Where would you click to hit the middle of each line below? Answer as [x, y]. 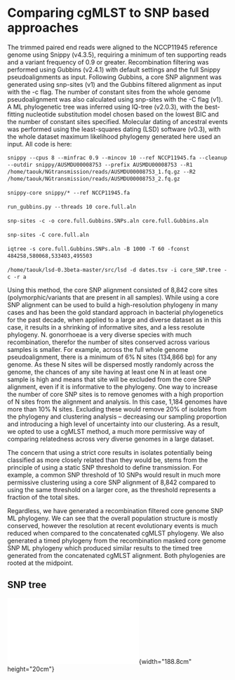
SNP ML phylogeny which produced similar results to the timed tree [105, 548]
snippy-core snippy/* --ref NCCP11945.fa [69, 193]
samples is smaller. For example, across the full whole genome [98, 349]
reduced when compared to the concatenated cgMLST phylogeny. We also [116, 533]
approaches [43, 28]
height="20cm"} [31, 669]
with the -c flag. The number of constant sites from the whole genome [109, 92]
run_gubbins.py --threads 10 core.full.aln [72, 207]
